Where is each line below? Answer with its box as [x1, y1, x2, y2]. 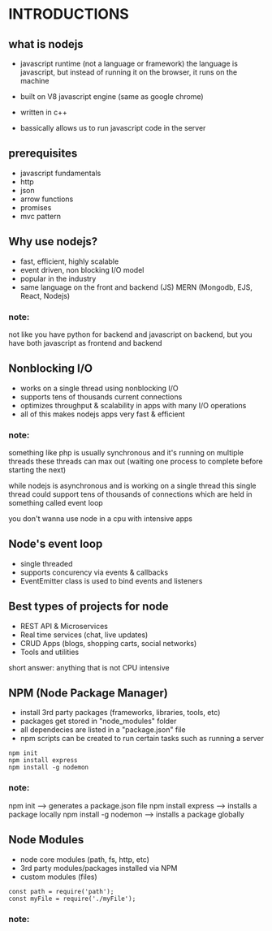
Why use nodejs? [8, 235, 98, 248]
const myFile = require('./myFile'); [8, 894, 136, 903]
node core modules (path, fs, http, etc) [19, 854, 150, 864]
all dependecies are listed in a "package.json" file [19, 725, 186, 735]
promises [19, 202, 52, 212]
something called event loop [8, 498, 103, 508]
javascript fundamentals [19, 168, 101, 178]
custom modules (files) [19, 872, 97, 881]
